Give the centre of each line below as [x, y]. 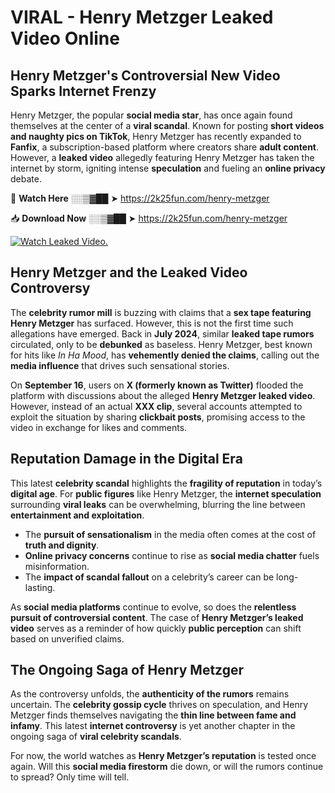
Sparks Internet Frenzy [83, 91]
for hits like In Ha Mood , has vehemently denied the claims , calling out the [165, 355]
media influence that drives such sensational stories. [120, 365]
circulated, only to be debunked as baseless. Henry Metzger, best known [161, 344]
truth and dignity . [62, 545]
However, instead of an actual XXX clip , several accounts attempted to [156, 406]
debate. [26, 179]
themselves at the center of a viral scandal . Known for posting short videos [167, 125]
